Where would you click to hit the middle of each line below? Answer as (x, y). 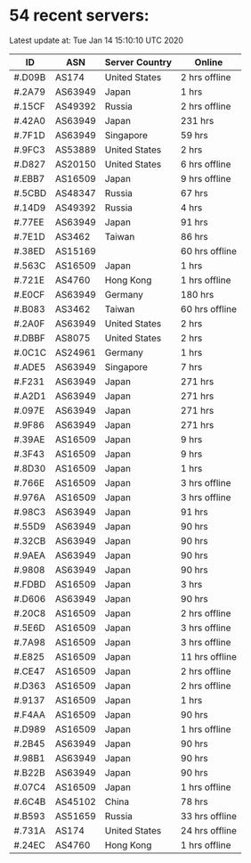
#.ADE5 (30, 366)
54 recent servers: (79, 16)
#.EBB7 (29, 178)
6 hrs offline (206, 164)
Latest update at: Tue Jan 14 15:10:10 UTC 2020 (97, 40)
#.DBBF (30, 338)
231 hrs (198, 120)
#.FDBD (30, 584)
